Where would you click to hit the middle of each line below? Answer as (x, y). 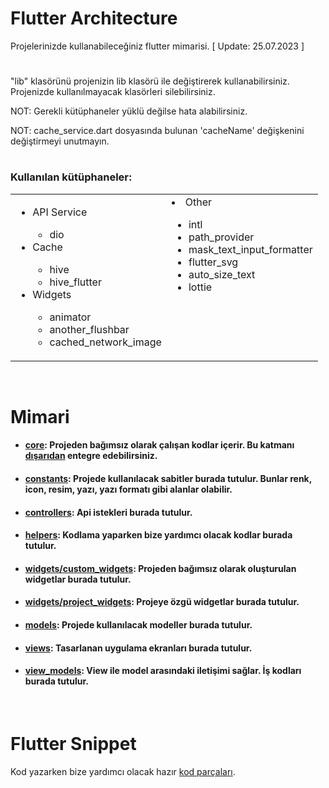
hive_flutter (75, 282)
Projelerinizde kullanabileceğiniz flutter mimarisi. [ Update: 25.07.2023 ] (157, 46)
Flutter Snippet (73, 744)
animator (70, 317)
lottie (200, 287)
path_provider (221, 237)
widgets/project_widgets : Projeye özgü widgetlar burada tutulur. (162, 602)
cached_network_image (105, 342)
